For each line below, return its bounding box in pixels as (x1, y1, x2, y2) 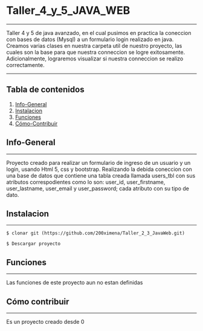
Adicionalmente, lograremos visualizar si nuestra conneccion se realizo (6, 55, 184, 62)
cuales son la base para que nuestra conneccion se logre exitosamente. (6, 48, 185, 56)
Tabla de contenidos (6, 85, 85, 95)
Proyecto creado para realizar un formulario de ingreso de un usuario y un (6, 159, 191, 166)
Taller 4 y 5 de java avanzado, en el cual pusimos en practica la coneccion (6, 29, 192, 36)
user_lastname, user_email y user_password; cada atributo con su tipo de (6, 185, 189, 192)
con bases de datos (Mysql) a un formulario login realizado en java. (6, 36, 174, 43)
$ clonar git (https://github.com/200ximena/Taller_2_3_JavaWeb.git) (6, 230, 185, 236)
